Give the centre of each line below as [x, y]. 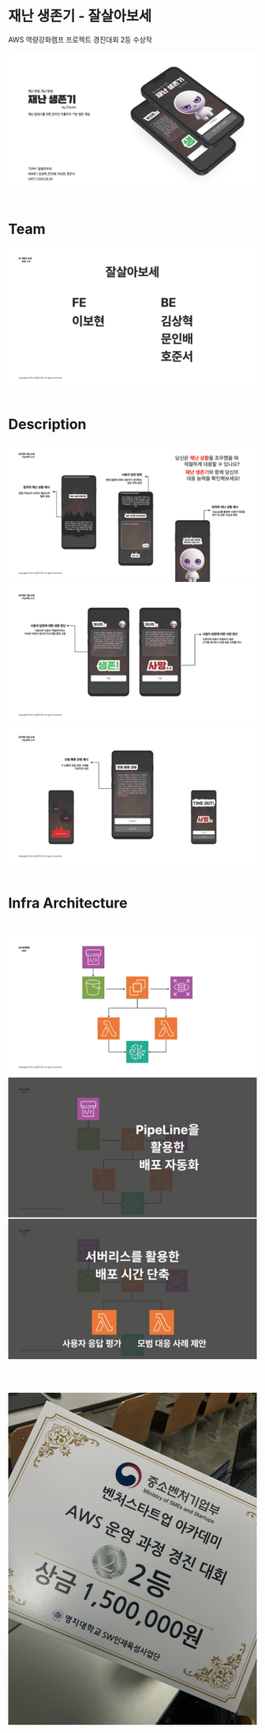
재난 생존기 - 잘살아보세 [80, 16]
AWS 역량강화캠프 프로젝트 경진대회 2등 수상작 [80, 40]
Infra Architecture [68, 903]
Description [47, 425]
